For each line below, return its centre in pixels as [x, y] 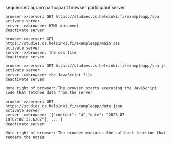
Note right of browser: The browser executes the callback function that [86, 133]
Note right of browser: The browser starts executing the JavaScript [81, 88]
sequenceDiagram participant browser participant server [65, 7]
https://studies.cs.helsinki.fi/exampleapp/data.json [64, 106]
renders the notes [25, 137]
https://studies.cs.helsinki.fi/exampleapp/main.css [63, 43]
